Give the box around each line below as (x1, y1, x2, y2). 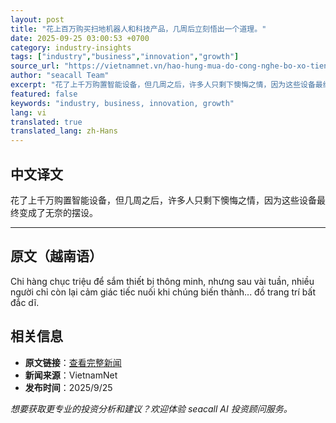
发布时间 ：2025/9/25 (24, 381, 113, 393)
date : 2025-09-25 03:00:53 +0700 (10, 33, 150, 43)
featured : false (10, 89, 78, 99)
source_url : (10, 61, 60, 71)
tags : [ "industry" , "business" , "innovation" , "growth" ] (10, 52, 240, 62)
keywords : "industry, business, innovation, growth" (10, 98, 235, 108)
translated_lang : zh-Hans (10, 126, 118, 136)
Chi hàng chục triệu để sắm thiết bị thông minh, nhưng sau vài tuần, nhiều (10, 275, 315, 287)
